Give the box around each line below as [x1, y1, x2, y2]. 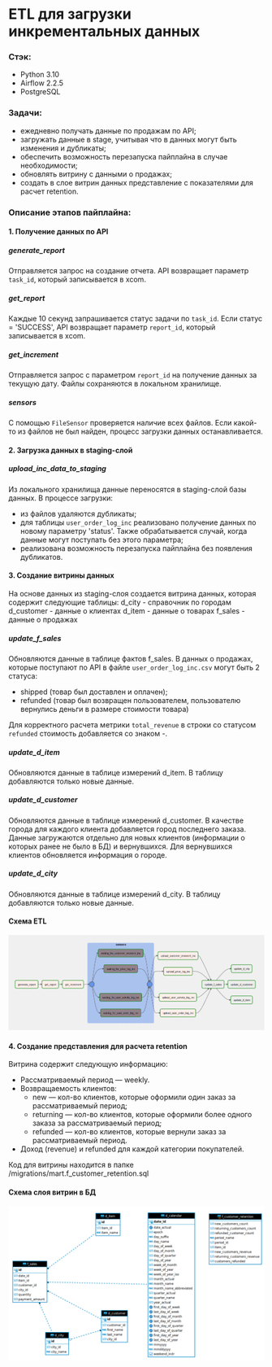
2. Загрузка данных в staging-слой [8, 445, 133, 455]
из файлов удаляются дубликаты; [19, 509, 136, 518]
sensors [8, 397, 37, 407]
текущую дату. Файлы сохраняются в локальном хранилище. [8, 379, 222, 389]
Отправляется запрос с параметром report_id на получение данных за [8, 370, 257, 380]
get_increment [8, 349, 59, 359]
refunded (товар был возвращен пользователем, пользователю [19, 695, 241, 705]
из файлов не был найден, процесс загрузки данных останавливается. [17, 426, 264, 436]
